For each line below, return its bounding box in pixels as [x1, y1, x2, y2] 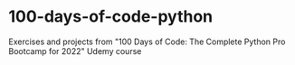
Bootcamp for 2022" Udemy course [8, 45, 142, 56]
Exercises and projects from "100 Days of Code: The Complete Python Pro [8, 36, 286, 47]
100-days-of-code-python [8, 6, 214, 27]
